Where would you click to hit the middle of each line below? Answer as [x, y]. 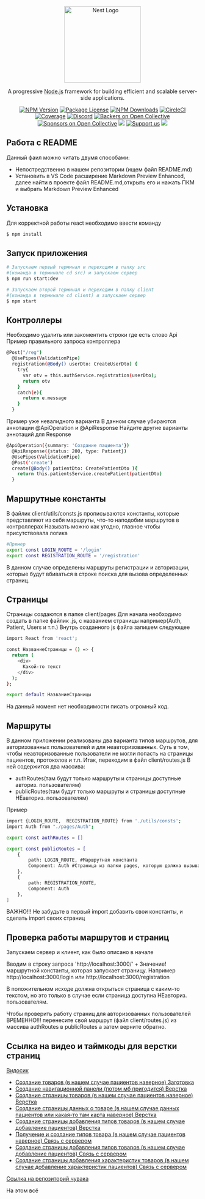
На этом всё [22, 1190]
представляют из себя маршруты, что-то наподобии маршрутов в [93, 520]
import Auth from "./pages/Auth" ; [50, 827]
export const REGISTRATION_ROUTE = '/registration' [73, 555]
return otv [36, 381]
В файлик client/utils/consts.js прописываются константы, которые [93, 513]
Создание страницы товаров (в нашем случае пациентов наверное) [104, 1096]
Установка [27, 208]
